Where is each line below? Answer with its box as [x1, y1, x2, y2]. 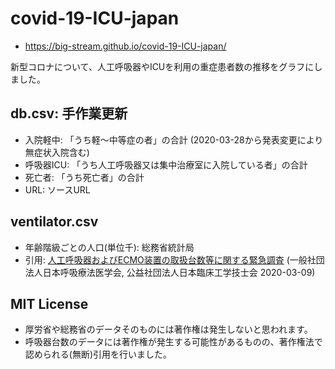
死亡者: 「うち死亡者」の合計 [24, 171, 145, 183]
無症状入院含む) [24, 146, 90, 158]
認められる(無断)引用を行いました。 [24, 348, 173, 361]
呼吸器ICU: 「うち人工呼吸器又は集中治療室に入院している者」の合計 [24, 158, 308, 171]
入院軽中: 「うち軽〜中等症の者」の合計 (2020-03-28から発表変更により [24, 133, 324, 146]
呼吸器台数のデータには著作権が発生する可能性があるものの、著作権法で [24, 336, 323, 348]
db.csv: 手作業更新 [10, 105, 128, 122]
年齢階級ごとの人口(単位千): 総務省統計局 [24, 241, 195, 253]
